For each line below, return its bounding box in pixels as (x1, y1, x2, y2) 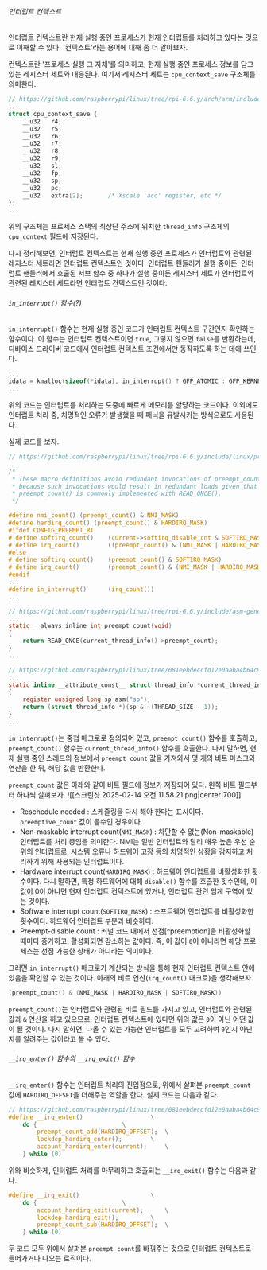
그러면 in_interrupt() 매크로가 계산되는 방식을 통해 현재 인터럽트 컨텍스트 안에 (8, 963, 256, 972)
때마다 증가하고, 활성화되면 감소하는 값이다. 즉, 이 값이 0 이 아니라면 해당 (19, 936, 242, 945)
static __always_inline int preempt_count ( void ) (8, 622, 172, 630)
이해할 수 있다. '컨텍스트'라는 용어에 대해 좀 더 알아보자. (16, 43, 188, 53)
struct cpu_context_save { (8, 110, 98, 118)
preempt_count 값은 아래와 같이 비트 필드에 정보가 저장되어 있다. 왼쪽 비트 (8, 780, 237, 789)
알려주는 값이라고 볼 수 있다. (22, 1034, 110, 1043)
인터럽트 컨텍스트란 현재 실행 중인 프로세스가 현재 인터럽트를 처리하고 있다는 (8, 33, 244, 42)
